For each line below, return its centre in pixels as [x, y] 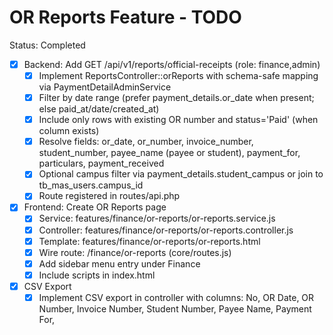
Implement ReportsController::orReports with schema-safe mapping [178, 75]
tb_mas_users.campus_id [91, 185]
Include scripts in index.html [97, 275]
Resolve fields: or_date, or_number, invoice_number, [146, 142]
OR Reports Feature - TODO [125, 17]
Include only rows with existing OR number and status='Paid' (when [178, 120]
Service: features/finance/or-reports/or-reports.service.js [157, 218]
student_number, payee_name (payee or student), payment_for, [169, 153]
